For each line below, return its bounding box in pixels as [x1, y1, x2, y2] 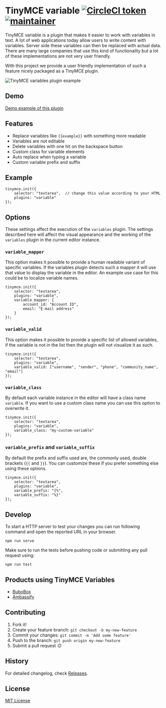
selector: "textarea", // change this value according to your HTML [14, 191, 161, 196]
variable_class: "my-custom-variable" [14, 428, 94, 433]
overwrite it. [5, 405, 30, 412]
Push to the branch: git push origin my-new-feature [12, 637, 120, 643]
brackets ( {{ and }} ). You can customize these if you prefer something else [5, 460, 159, 466]
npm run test [5, 562, 32, 567]
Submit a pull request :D [12, 642, 62, 648]
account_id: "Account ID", [23, 302, 79, 307]
